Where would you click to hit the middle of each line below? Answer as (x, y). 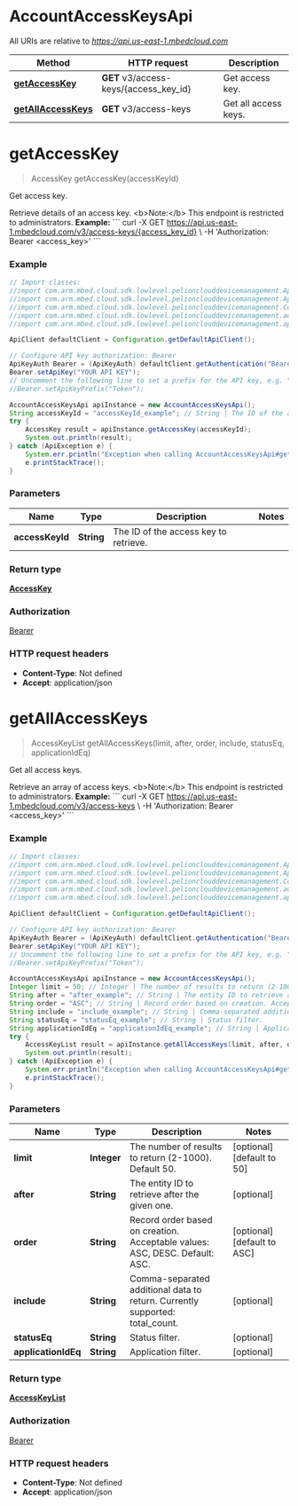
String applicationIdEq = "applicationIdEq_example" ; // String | (134, 1028)
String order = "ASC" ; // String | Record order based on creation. (138, 1004)
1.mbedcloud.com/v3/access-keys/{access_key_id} (103, 232)
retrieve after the (165, 1195)
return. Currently (165, 1301)
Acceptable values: (170, 1242)
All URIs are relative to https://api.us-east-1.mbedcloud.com (119, 41)
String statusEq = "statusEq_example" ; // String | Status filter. (137, 1020)
